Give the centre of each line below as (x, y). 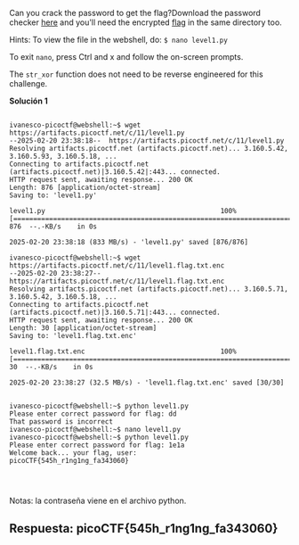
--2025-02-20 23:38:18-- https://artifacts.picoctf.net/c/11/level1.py (147, 141)
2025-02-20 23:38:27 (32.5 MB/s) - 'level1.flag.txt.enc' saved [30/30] (147, 383)
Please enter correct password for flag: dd (93, 414)
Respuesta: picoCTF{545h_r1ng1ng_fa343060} (144, 528)
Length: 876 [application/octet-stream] (85, 187)
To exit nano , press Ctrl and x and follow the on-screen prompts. (126, 57)
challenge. (28, 83)
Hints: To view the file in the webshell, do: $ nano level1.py (119, 40)
